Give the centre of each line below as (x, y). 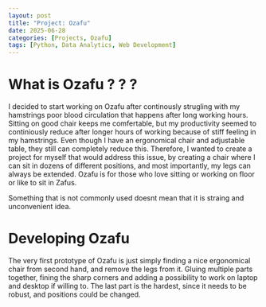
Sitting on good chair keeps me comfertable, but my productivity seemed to (133, 123)
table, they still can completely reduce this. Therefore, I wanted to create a (130, 149)
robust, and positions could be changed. (74, 294)
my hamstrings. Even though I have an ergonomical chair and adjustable (127, 141)
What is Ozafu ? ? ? (73, 85)
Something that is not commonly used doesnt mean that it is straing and (126, 198)
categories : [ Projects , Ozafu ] (60, 38)
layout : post (30, 16)
